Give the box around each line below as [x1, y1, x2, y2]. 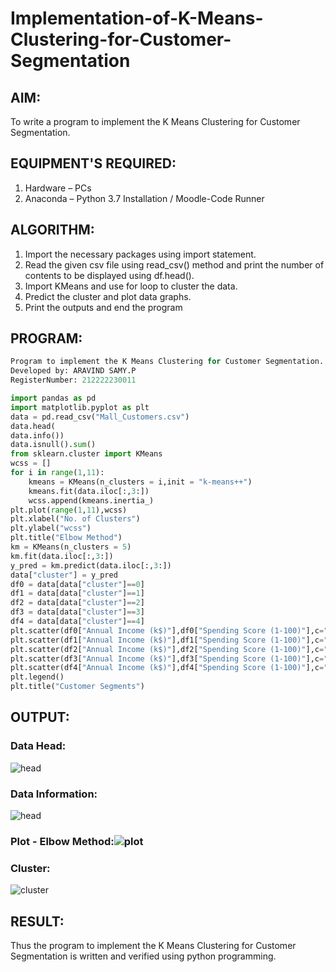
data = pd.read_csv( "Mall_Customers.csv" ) [10, 412, 190, 422]
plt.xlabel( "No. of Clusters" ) [10, 514, 141, 524]
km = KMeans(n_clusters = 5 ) [10, 542, 132, 552]
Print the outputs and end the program [24, 301, 183, 313]
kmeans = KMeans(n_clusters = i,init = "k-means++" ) [28, 477, 253, 487]
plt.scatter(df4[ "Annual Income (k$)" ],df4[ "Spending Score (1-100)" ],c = [10, 663, 325, 673]
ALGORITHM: [10, 222, 95, 239]
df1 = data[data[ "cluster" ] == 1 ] [10, 588, 145, 599]
